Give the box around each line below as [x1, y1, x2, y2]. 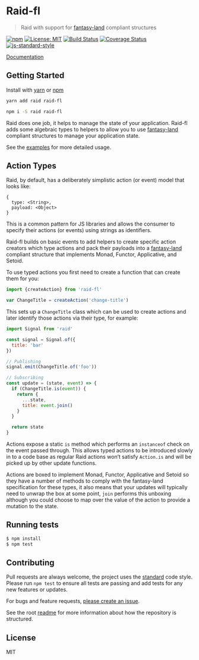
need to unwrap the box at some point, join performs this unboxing [6, 490, 172, 498]
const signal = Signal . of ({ [6, 336, 76, 343]
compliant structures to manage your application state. [6, 132, 140, 139]
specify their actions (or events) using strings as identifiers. [6, 227, 152, 234]
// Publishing [6, 358, 42, 364]
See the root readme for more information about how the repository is [6, 609, 177, 617]
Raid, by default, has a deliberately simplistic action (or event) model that [6, 177, 185, 184]
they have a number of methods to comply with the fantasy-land [6, 477, 163, 484]
